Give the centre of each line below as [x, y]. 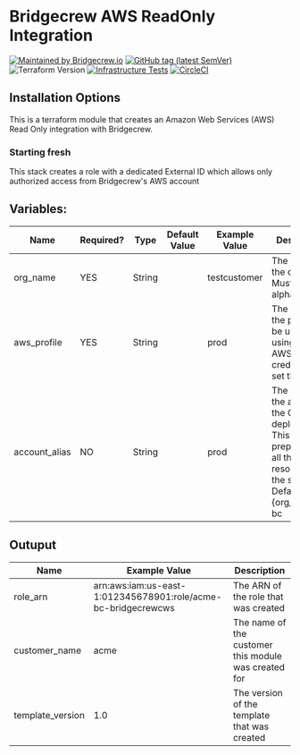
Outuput [33, 545]
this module [258, 656]
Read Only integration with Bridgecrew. [81, 129]
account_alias [42, 452]
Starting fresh [40, 152]
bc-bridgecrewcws [134, 607]
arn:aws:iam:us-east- [140, 585]
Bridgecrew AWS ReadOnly [112, 17]
